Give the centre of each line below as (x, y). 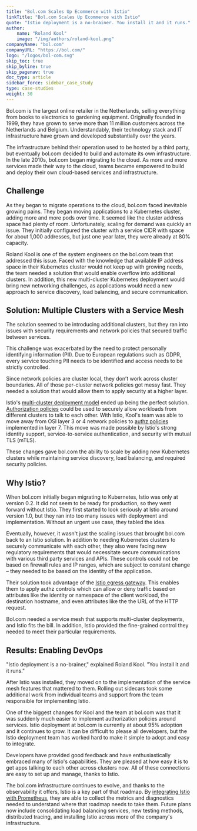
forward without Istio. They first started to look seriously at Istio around (92, 510)
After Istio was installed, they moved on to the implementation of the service (98, 682)
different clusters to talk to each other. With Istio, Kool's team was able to (95, 415)
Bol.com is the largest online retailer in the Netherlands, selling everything (96, 110)
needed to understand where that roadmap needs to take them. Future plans (98, 804)
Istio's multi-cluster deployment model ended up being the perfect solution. (98, 403)
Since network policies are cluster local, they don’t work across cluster (92, 379)
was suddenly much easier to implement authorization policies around (91, 719)
